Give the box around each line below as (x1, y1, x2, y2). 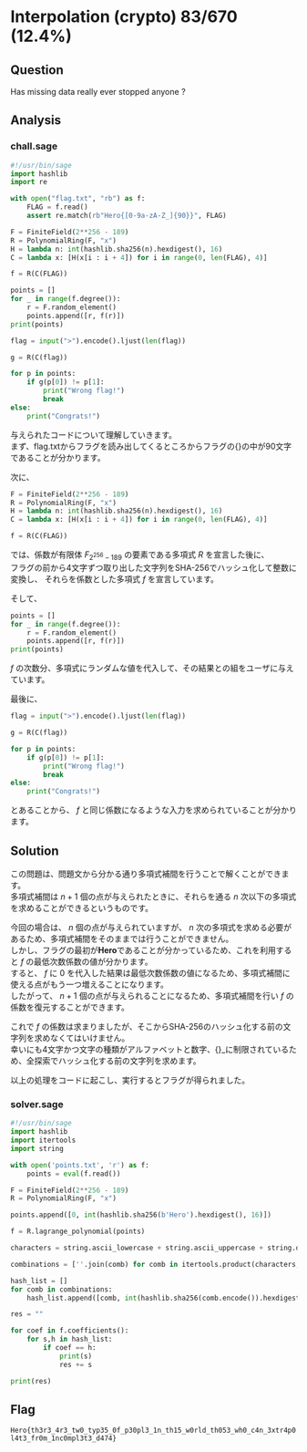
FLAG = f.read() (26, 202, 89, 212)
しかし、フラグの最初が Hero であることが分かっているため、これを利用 (10, 945, 276, 956)
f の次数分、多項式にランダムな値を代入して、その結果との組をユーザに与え (10, 663, 294, 674)
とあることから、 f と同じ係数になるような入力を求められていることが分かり (10, 804, 297, 815)
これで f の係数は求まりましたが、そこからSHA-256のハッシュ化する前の (10, 1022, 283, 1032)
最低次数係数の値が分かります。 (34, 956, 153, 968)
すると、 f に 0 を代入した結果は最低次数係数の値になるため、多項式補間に (10, 968, 291, 979)
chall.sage (10, 140, 58, 152)
